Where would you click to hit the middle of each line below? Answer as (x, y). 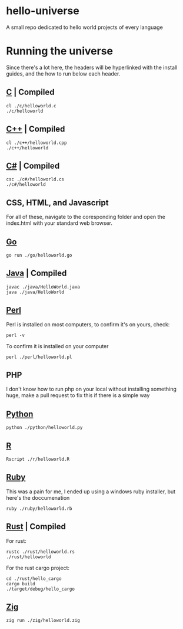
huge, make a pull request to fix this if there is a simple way (78, 395)
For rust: (16, 540)
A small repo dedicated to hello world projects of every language (84, 27)
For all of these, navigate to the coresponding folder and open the (86, 217)
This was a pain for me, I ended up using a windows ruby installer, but (91, 492)
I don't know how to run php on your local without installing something (91, 389)
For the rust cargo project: (38, 568)
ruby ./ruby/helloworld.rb (39, 509)
